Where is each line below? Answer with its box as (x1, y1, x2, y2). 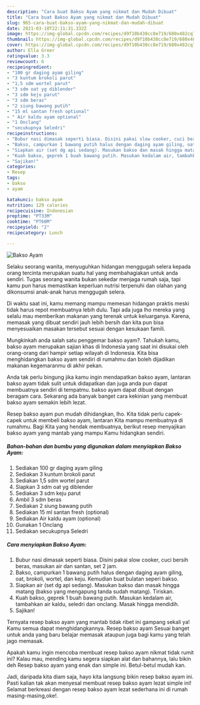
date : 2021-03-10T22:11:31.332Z (7, 25, 87, 32)
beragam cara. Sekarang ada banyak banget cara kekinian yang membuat (7, 392, 188, 400)
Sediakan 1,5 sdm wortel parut (15, 477, 90, 484)
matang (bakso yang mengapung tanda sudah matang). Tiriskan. (15, 588, 174, 595)
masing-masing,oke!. (7, 692, 58, 699)
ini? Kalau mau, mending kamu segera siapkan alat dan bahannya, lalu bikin (7, 655, 192, 662)
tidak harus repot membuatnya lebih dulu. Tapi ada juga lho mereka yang (7, 306, 185, 313)
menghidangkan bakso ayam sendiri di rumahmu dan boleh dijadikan (7, 355, 175, 363)
